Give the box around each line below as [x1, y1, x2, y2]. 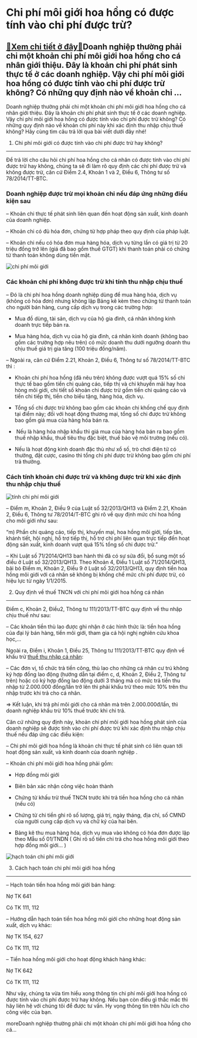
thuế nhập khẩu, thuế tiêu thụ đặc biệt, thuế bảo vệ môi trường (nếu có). [14, 434, 189, 441]
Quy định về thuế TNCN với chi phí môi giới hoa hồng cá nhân [14, 589, 164, 596]
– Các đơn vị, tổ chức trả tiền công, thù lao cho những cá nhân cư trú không [6, 664, 189, 671]
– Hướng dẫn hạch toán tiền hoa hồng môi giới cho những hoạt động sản [6, 915, 181, 922]
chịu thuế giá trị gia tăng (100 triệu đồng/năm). [14, 345, 127, 352]
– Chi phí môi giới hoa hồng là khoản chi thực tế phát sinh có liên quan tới [6, 742, 183, 749]
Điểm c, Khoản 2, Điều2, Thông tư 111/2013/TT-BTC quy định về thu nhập [6, 605, 182, 613]
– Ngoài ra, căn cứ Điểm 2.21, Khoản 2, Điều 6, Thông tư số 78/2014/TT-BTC [6, 356, 191, 363]
